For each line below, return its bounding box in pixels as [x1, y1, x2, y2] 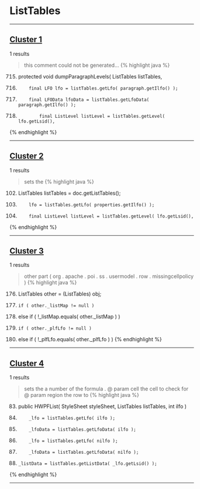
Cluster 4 [9, 358, 44, 368]
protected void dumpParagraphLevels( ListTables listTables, [18, 73, 163, 80]
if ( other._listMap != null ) [18, 303, 95, 309]
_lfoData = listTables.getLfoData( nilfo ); [29, 450, 139, 456]
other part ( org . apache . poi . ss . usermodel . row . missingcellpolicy [23, 273, 194, 280]
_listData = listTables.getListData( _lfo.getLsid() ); [18, 461, 157, 467]
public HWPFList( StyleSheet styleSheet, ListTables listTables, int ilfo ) [18, 403, 187, 410]
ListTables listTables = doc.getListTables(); [18, 189, 121, 196]
